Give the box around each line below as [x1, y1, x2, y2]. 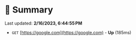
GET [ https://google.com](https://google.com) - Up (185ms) [11, 29, 132, 35]
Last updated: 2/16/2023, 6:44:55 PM [4, 20, 82, 26]
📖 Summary [4, 4, 53, 15]
